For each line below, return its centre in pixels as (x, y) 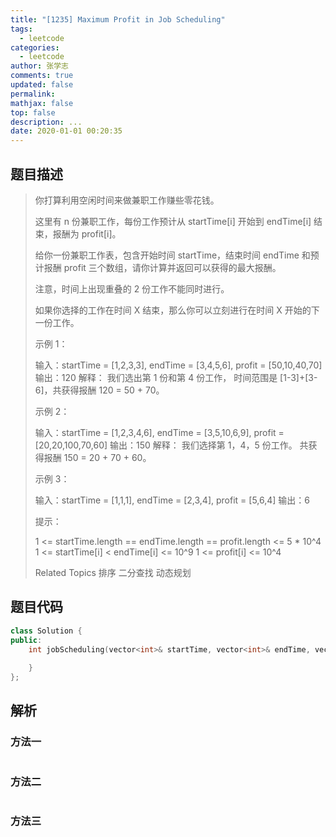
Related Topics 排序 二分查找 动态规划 (113, 572)
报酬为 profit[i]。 (87, 233)
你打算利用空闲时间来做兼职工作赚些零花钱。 (127, 200)
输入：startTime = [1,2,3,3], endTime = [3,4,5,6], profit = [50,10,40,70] (178, 365)
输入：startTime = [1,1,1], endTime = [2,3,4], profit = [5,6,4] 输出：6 (172, 500)
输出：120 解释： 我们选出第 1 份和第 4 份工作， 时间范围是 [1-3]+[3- (176, 377)
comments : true (42, 76)
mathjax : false (42, 103)
